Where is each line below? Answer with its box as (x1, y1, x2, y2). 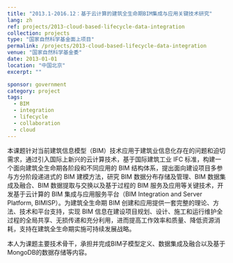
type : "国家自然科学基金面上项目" (7, 36, 95, 43)
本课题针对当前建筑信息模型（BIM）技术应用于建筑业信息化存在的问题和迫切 (7, 146, 226, 154)
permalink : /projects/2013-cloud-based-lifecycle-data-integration (7, 42, 207, 49)
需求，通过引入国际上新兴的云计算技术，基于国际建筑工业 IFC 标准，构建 (7, 154, 216, 164)
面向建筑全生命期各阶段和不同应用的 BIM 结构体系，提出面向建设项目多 (13, 164, 217, 172)
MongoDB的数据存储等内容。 (7, 248, 91, 256)
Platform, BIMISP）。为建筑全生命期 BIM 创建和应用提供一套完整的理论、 (7, 198, 214, 207)
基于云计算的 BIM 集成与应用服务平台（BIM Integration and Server (13, 189, 203, 198)
